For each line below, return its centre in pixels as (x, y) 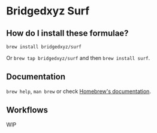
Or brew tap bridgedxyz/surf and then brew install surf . (78, 58)
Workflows (27, 110)
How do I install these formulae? (67, 33)
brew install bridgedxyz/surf (44, 47)
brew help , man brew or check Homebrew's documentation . (79, 91)
